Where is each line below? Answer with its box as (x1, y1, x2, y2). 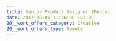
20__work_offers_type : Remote (6, 25, 84, 32)
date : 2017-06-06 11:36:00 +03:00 (6, 14, 95, 20)
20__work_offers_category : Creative (6, 20, 100, 26)
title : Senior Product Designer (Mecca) (6, 8, 111, 15)
